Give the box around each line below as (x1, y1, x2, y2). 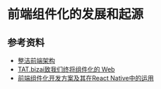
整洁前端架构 (17, 57, 55, 64)
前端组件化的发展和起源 (7, 6, 144, 22)
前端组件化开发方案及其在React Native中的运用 (17, 74, 154, 82)
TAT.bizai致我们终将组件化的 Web (17, 65, 115, 74)
